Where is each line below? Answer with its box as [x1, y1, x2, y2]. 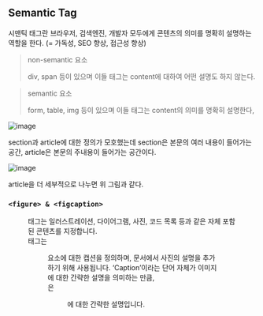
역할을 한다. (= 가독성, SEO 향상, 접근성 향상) [8, 38, 147, 47]
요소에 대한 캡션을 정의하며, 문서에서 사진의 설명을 [47, 253, 202, 263]
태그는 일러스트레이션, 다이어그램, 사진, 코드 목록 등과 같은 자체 [28, 216, 221, 226]
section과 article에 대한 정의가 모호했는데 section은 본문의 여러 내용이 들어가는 [8, 137, 252, 147]
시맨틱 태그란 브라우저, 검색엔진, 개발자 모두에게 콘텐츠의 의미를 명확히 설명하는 [8, 28, 252, 38]
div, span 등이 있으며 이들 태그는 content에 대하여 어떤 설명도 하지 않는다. [27, 71, 256, 81]
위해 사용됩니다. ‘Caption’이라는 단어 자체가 [61, 263, 197, 273]
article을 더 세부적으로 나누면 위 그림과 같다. [8, 179, 144, 189]
